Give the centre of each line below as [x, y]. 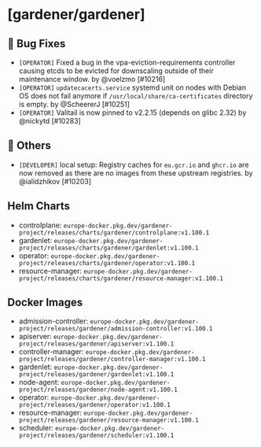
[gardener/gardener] [76, 15]
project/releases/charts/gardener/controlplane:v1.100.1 [114, 233]
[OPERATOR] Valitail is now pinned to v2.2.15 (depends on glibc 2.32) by [132, 113]
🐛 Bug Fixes [37, 44]
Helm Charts [39, 206]
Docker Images [45, 303]
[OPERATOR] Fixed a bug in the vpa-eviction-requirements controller [127, 62]
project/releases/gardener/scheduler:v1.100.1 [96, 436]
